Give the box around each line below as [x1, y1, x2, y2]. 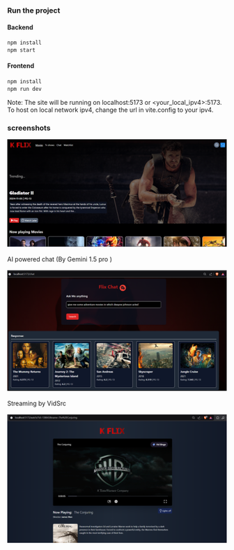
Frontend [7, 61, 35, 70]
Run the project [7, 6, 61, 15]
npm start [7, 47, 36, 54]
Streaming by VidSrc [7, 399, 66, 407]
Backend [7, 23, 33, 31]
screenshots [7, 123, 51, 133]
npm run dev [7, 85, 42, 92]
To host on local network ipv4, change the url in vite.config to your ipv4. [7, 106, 214, 114]
